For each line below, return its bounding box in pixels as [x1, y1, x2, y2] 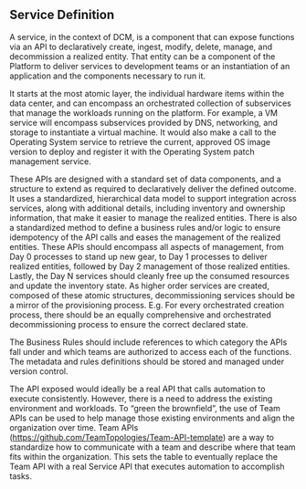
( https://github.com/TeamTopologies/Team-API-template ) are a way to [9, 432, 275, 442]
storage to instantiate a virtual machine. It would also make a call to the [9, 127, 277, 138]
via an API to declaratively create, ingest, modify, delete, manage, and [9, 41, 273, 52]
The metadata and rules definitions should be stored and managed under [9, 356, 285, 367]
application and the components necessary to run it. [9, 70, 206, 81]
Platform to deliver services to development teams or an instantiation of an [9, 60, 290, 71]
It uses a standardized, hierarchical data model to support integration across [9, 192, 297, 203]
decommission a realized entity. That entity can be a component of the [9, 50, 276, 62]
